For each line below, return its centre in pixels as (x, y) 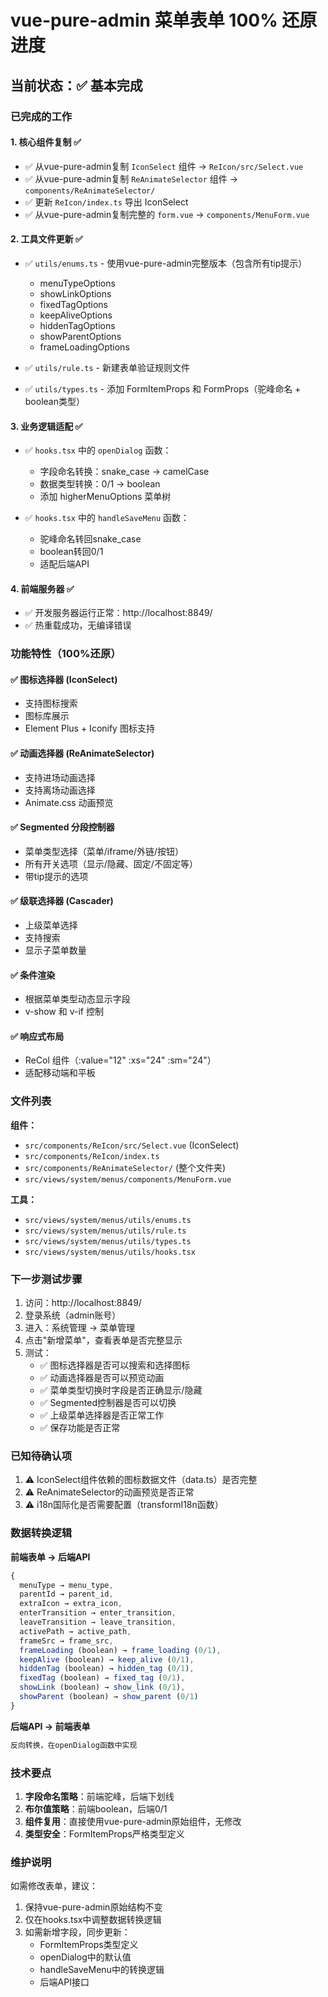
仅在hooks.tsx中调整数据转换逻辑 (93, 1920)
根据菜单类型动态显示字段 (77, 999)
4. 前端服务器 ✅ (42, 588)
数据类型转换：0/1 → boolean (100, 484)
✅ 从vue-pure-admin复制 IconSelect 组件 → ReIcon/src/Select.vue (164, 166)
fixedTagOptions (73, 304)
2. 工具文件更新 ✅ (46, 239)
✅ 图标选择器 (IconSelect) (64, 679)
